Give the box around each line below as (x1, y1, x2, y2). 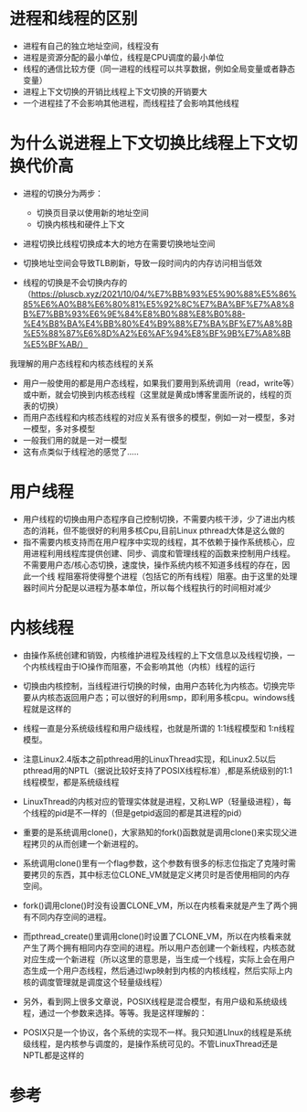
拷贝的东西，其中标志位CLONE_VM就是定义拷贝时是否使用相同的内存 (30, 869, 291, 880)
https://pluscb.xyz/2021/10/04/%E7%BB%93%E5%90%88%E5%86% (30, 288, 297, 299)
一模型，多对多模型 (22, 422, 96, 434)
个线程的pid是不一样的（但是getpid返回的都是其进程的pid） (22, 807, 247, 818)
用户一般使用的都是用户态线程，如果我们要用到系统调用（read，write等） (22, 377, 295, 389)
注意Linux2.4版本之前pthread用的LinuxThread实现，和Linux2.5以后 (22, 754, 276, 764)
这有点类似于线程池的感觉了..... (22, 445, 139, 457)
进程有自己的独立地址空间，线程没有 (22, 40, 160, 51)
